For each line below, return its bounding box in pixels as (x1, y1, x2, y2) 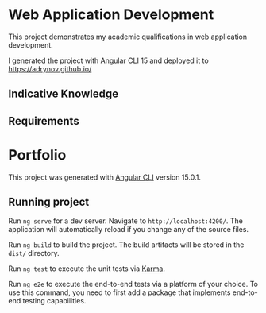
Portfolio (8, 145, 67, 164)
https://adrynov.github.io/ (8, 64, 92, 73)
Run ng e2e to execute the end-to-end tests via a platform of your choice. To (8, 280, 259, 289)
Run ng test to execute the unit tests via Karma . (8, 264, 165, 273)
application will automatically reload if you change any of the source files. (8, 225, 249, 234)
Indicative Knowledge (8, 87, 119, 101)
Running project (8, 195, 90, 209)
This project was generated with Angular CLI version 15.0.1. (8, 172, 201, 182)
